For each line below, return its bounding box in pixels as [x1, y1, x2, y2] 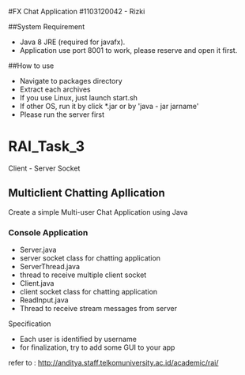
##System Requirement [8, 22, 85, 31]
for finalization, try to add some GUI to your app [19, 343, 175, 352]
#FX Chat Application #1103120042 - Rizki [8, 7, 145, 16]
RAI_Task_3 [8, 137, 85, 156]
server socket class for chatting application [19, 253, 160, 263]
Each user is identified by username [19, 335, 137, 344]
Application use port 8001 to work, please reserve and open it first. [19, 46, 238, 54]
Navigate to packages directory [19, 77, 122, 85]
